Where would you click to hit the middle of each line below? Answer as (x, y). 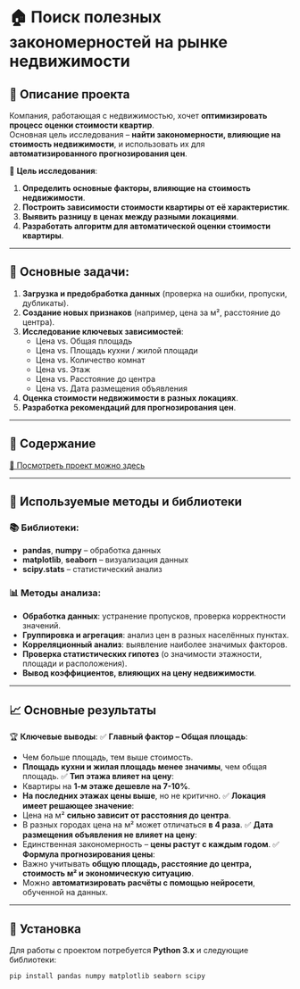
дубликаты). (46, 303)
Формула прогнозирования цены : (89, 854)
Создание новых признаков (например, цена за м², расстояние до (151, 312)
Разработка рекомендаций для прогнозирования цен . (129, 407)
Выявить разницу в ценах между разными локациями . (130, 216)
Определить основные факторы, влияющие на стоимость (137, 188)
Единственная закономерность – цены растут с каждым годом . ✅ (150, 844)
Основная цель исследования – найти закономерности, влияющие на (145, 134)
